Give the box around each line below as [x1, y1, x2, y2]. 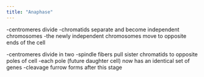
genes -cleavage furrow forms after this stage [6, 64, 123, 71]
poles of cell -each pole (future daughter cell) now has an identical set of [6, 57, 191, 64]
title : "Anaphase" [6, 9, 53, 15]
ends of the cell [6, 38, 46, 46]
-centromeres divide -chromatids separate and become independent [6, 26, 180, 33]
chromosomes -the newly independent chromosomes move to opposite [6, 32, 187, 40]
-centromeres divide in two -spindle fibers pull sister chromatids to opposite [6, 50, 199, 58]
